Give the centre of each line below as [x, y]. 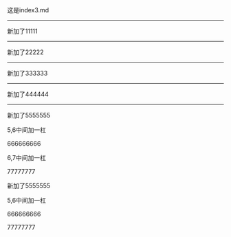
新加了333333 [27, 73]
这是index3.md [28, 10]
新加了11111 [22, 31]
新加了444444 [28, 94]
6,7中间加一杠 [26, 158]
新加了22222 [25, 52]
